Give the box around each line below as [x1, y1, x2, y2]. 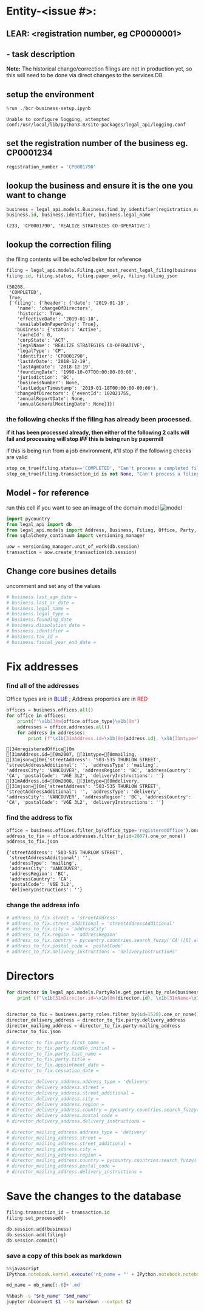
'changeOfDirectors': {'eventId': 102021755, [14, 390, 132, 396]
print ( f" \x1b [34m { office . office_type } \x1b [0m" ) [17, 718, 140, 724]
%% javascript [6, 1265, 39, 1271]
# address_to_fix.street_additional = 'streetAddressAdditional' [6, 920, 175, 927]
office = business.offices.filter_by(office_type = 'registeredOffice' [6, 827, 186, 834]
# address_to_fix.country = [6, 938, 78, 944]
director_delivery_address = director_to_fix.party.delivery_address [6, 1017, 186, 1023]
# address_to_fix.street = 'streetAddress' [6, 915, 118, 921]
